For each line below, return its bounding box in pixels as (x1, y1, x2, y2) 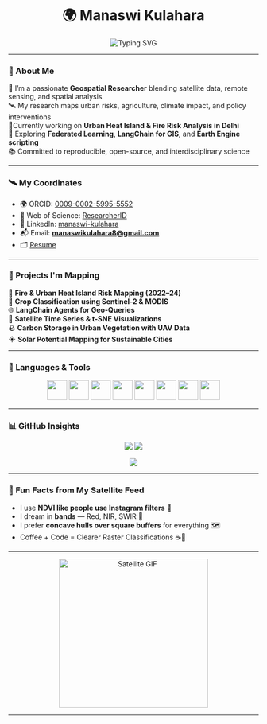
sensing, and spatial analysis (8, 92, 103, 102)
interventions (8, 112, 52, 122)
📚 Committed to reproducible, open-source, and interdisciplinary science (8, 146, 250, 156)
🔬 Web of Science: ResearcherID (19, 210, 127, 220)
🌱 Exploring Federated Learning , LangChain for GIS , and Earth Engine (8, 129, 241, 139)
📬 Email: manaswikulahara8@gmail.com (19, 228, 160, 237)
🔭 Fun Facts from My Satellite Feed (8, 485, 145, 496)
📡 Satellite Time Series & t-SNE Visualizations (8, 313, 162, 323)
